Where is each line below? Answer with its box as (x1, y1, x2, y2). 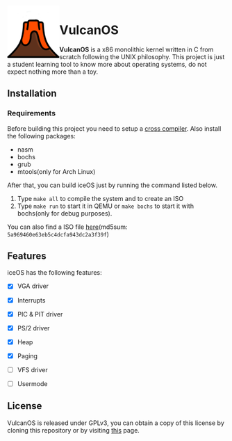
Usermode (17, 379, 48, 387)
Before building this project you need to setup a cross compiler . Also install (7, 124, 222, 133)
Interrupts (17, 296, 46, 304)
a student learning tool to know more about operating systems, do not (7, 60, 207, 68)
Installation (7, 88, 57, 99)
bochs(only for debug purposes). (17, 209, 113, 217)
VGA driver (17, 282, 49, 290)
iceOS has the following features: (7, 268, 102, 277)
